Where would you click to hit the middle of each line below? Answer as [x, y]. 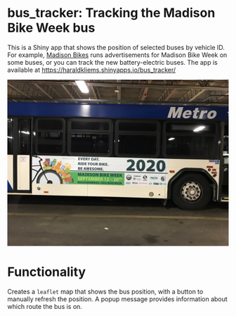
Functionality [47, 272]
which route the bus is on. [45, 306]
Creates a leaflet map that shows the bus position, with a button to [105, 291]
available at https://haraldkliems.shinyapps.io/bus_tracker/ [92, 70]
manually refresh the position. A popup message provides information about [118, 299]
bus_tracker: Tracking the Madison [111, 13]
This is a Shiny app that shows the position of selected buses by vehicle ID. [116, 47]
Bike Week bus [51, 28]
